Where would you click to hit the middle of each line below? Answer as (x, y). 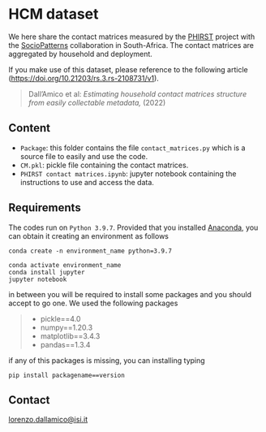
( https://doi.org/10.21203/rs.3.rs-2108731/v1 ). (84, 78)
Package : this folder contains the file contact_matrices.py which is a (133, 148)
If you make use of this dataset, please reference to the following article (129, 69)
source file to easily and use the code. (84, 156)
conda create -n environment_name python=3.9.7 (90, 251)
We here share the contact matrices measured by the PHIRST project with (132, 37)
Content (30, 128)
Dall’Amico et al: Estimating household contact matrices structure (137, 93)
